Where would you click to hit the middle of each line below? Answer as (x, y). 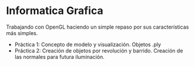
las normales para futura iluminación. (59, 57)
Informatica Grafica (55, 11)
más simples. (22, 33)
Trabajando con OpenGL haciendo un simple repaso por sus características (97, 27)
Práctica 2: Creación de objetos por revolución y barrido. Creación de (99, 50)
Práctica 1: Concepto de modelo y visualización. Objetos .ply (88, 44)
